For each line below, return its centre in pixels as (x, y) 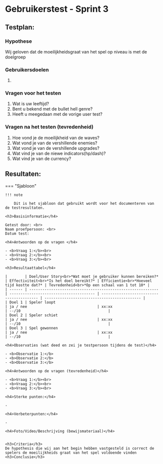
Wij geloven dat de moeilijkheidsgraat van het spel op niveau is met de (76, 52)
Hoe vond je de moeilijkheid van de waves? (56, 137)
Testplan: (20, 27)
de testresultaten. (25, 208)
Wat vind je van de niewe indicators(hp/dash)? (59, 153)
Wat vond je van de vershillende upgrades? (56, 148)
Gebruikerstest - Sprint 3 (57, 9)
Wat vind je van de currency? (42, 159)
